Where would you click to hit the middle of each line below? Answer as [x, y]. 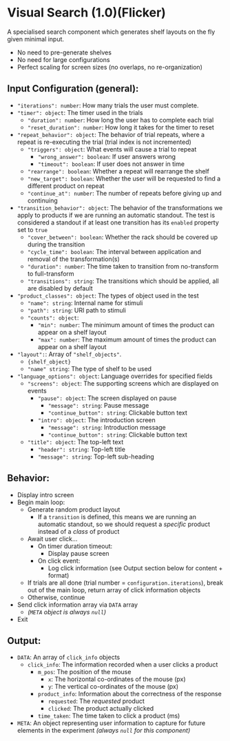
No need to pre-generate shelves [64, 52]
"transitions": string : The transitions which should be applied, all [123, 281]
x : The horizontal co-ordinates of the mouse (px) [117, 679]
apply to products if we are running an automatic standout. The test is [116, 215]
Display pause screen [79, 553]
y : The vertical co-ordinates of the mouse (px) [113, 687]
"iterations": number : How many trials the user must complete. [108, 105]
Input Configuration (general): [73, 88]
